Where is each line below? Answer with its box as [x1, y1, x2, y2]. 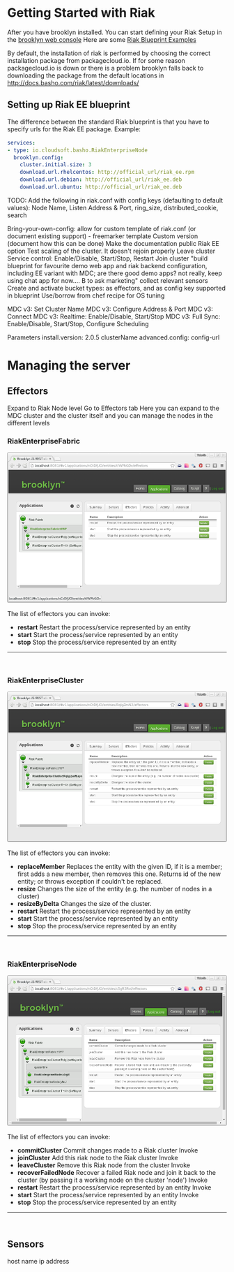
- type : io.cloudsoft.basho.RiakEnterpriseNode [7, 147, 148, 154]
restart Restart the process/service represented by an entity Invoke [17, 1183, 212, 1192]
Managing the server [7, 358, 131, 374]
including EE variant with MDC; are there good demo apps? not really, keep [7, 269, 223, 277]
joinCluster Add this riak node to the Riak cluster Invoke [17, 1154, 179, 1162]
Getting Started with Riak [7, 5, 155, 21]
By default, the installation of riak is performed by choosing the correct [7, 49, 211, 57]
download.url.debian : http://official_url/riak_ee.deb [19, 176, 182, 183]
